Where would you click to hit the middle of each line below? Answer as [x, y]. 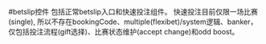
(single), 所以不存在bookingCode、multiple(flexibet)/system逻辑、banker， [133, 22]
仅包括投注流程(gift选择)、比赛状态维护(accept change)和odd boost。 [124, 32]
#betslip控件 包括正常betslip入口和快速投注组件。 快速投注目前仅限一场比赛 [133, 12]
